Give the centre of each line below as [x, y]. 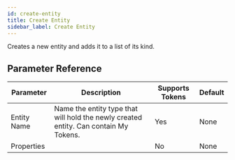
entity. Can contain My [91, 126]
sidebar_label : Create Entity [51, 27]
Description [101, 93]
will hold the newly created [98, 117]
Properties [28, 146]
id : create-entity [34, 14]
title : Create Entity [39, 20]
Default [212, 93]
